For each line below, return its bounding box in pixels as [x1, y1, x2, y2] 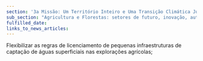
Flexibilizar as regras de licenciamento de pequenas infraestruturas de [6, 42, 182, 49]
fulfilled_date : [6, 20, 47, 26]
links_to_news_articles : [6, 25, 69, 32]
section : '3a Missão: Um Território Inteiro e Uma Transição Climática [6, 8, 190, 15]
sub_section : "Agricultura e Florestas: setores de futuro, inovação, [6, 14, 188, 20]
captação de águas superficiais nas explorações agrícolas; [6, 48, 153, 56]
